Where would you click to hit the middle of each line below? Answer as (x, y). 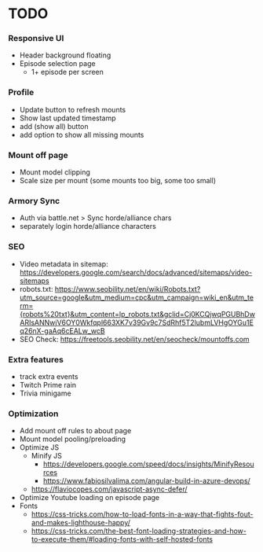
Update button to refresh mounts (73, 109)
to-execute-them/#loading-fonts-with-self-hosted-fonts (122, 539)
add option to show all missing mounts (82, 134)
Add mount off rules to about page (75, 431)
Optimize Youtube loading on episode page (89, 498)
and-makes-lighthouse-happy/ (81, 523)
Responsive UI (36, 39)
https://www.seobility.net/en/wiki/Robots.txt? (128, 289)
